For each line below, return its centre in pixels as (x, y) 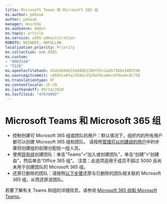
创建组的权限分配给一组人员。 (52, 148)
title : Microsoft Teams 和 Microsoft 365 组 (52, 10)
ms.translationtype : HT (30, 80)
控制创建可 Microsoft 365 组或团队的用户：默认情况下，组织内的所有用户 (88, 135)
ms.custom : (17, 57)
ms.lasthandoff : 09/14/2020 (35, 89)
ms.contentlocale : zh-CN (31, 85)
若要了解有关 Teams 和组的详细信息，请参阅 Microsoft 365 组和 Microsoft (81, 190)
